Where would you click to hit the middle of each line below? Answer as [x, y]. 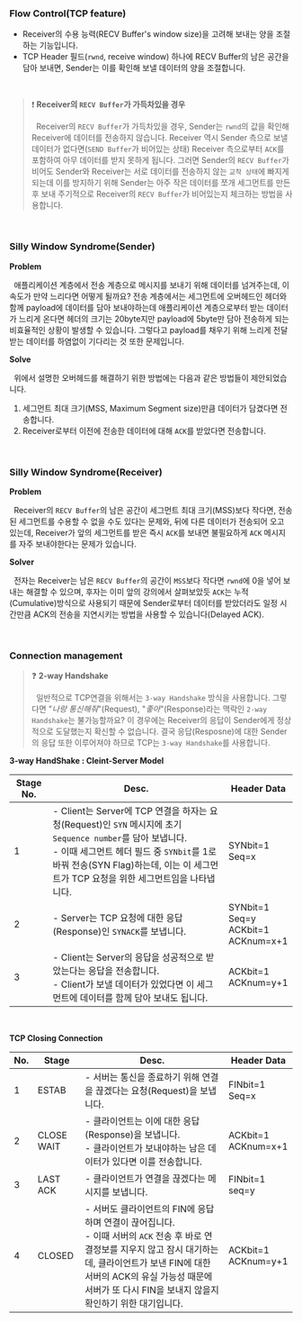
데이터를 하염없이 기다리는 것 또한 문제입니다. [105, 341]
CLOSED [56, 1256]
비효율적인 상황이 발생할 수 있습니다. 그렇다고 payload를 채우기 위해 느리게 [140, 330]
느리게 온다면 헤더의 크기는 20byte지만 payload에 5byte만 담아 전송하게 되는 [154, 319]
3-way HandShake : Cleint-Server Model [87, 761]
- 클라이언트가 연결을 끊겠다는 [145, 1179]
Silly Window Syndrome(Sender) [82, 247]
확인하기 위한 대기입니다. [134, 1304]
